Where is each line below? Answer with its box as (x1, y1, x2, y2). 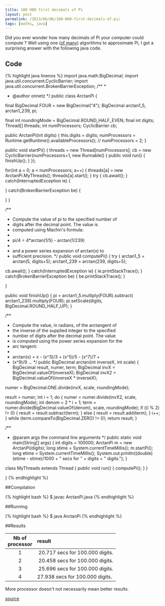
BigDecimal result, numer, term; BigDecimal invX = (12, 364, 115, 370)
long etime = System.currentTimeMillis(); (12, 450, 96, 456)
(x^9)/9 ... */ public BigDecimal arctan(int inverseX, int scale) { (12, 359, 139, 365)
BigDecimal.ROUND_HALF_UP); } (5, 303, 72, 309)
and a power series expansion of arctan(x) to (12, 248, 104, 254)
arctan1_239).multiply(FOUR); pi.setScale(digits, (5, 298, 103, 304)
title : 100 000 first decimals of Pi (5, 7, 83, 12)
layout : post (5, 12, 32, 17)
